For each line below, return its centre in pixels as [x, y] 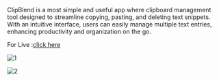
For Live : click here [34, 45]
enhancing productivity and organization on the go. [79, 31]
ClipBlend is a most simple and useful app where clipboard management [109, 10]
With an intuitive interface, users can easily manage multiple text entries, [109, 24]
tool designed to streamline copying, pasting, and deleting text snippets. [109, 17]
